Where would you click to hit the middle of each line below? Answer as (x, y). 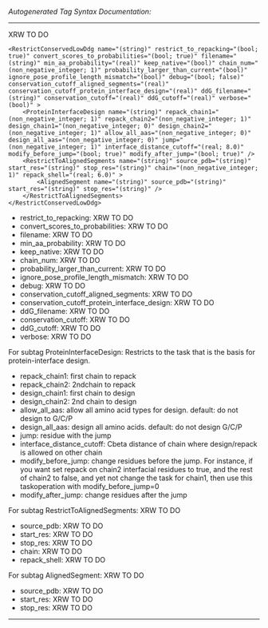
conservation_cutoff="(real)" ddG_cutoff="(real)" (130, 98)
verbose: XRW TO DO (55, 336)
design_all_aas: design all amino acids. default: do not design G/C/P (131, 427)
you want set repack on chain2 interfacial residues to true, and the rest (136, 469)
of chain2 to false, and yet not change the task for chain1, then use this (136, 478)
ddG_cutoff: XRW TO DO (60, 328)
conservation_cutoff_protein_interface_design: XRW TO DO (117, 302)
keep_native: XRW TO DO (62, 252)
